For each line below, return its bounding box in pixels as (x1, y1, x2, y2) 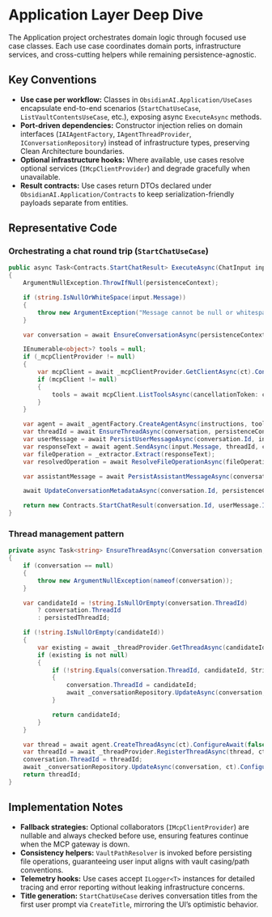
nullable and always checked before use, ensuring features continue (19, 830, 249, 840)
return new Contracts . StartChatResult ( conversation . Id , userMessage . (23, 502, 263, 510)
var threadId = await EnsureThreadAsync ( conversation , (23, 427, 212, 436)
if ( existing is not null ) (37, 651, 129, 659)
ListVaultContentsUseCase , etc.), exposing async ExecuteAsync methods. (19, 112, 262, 121)
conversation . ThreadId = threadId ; (23, 755, 143, 764)
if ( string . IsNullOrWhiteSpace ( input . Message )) (23, 294, 186, 302)
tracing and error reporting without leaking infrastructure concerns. (19, 882, 245, 892)
